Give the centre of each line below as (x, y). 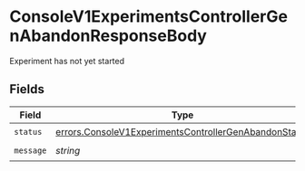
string (68, 151)
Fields (27, 89)
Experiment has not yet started (67, 61)
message (30, 151)
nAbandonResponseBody (108, 36)
